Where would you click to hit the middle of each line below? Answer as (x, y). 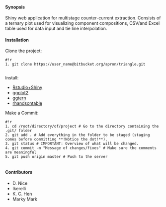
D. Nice (20, 183)
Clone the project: (24, 51)
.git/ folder (19, 131)
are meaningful (21, 152)
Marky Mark (25, 199)
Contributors (19, 172)
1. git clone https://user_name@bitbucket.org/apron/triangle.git (75, 65)
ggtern (19, 98)
